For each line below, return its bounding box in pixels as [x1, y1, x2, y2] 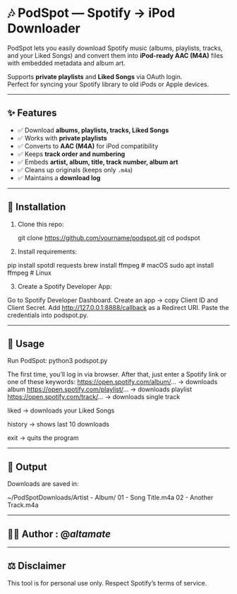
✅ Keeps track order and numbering [17, 150, 126, 158]
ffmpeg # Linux [7, 268, 51, 277]
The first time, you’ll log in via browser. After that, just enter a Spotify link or [7, 370, 227, 379]
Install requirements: [17, 247, 78, 256]
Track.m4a [7, 501, 39, 509]
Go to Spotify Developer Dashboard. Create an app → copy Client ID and [7, 295, 219, 304]
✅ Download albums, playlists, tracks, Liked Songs [17, 126, 169, 134]
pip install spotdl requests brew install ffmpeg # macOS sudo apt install [7, 261, 214, 269]
